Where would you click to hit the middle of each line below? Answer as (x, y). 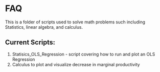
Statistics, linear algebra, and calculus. (44, 27)
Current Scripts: (30, 43)
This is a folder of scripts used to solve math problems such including (75, 22)
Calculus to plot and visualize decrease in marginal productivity (76, 64)
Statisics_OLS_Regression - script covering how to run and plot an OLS (83, 54)
